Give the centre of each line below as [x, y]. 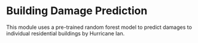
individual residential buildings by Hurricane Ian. [66, 33]
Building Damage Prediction [77, 11]
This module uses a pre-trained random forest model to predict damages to [99, 27]
